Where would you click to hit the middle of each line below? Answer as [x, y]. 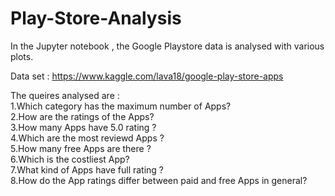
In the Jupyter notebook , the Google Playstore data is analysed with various [167, 46]
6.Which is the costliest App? [70, 159]
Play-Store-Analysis [96, 18]
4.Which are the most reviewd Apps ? [87, 138]
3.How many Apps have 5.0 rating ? [83, 127]
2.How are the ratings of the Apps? [82, 116]
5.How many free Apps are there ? [81, 148]
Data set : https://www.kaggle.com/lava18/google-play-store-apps [147, 76]
